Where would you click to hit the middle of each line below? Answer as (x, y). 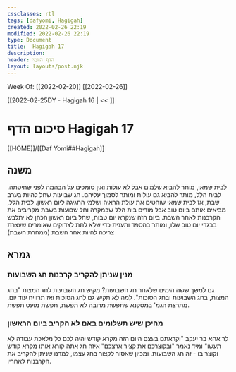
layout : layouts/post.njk (45, 66)
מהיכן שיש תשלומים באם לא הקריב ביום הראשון (85, 323)
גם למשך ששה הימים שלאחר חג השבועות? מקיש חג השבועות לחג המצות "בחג (111, 290)
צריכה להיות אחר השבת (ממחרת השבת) (61, 232)
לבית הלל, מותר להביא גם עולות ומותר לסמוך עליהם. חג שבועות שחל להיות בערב (114, 195)
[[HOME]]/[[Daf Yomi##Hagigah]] (56, 148)
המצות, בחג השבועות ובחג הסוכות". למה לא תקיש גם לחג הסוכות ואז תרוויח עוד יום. (118, 298)
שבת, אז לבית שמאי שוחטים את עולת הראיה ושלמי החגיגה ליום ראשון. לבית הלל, (113, 203)
